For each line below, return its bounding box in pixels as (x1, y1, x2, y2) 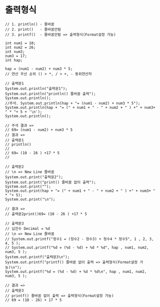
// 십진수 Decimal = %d (5, 226, 50, 231)
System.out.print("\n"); (5, 197, 55, 202)
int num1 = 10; (5, 41, 36, 45)
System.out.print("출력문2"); (5, 174, 63, 180)
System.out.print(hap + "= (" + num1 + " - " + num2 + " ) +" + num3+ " (5, 188, 156, 193)
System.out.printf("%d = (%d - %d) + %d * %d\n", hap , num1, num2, (5, 269, 147, 274)
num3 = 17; (5, 53, 27, 59)
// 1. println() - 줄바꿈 (5, 21, 54, 27)
